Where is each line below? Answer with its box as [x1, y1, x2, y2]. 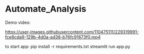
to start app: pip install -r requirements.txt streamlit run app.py [5, 43, 130, 49]
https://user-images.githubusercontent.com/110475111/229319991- [5, 29, 139, 35]
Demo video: [5, 19, 31, 25]
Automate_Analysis [5, 3, 86, 15]
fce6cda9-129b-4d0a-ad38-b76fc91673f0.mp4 [5, 34, 101, 40]
